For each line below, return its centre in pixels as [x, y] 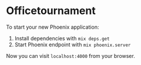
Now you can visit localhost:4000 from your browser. [70, 56]
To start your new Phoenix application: [53, 27]
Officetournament [51, 11]
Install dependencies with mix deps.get [62, 38]
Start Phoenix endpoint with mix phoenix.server [73, 45]
